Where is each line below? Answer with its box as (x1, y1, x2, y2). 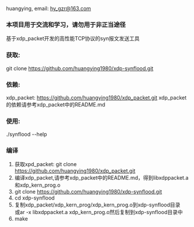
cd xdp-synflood (14, 194, 55, 201)
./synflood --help (6, 131, 47, 138)
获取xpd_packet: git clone (14, 161, 77, 168)
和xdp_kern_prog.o (14, 181, 61, 189)
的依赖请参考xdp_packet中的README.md (6, 101, 106, 108)
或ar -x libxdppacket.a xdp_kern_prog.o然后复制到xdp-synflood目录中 (14, 209, 183, 216)
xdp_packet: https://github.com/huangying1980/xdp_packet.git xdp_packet (6, 94, 187, 101)
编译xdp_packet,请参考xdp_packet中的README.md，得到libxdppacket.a (14, 174, 189, 181)
